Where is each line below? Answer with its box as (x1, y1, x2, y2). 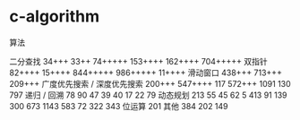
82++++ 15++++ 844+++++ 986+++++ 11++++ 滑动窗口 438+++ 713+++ (9, 67, 282, 78)
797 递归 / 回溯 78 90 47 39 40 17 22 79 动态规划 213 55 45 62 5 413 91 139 (9, 90, 288, 100)
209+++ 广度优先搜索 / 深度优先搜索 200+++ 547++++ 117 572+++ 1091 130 (9, 78, 291, 89)
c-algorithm (9, 6, 100, 27)
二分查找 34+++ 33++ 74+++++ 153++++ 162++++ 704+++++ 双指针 (9, 56, 268, 66)
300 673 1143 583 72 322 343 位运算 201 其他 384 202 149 (9, 100, 228, 111)
